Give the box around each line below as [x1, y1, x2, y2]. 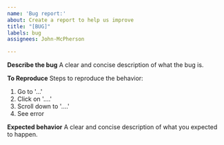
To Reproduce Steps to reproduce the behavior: [7, 74, 143, 83]
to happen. [7, 130, 38, 139]
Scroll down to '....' [17, 102, 70, 110]
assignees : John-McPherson [7, 36, 85, 43]
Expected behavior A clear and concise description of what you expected [7, 123, 218, 131]
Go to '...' [17, 88, 43, 96]
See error [17, 110, 45, 118]
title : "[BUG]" [7, 23, 51, 30]
